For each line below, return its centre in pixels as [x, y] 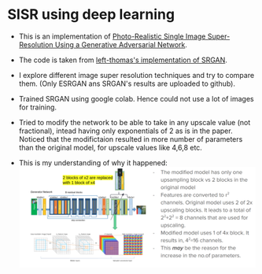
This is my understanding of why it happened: [93, 162]
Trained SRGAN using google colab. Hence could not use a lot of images [136, 98]
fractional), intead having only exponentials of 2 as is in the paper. [125, 131]
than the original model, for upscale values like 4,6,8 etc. [110, 147]
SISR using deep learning [91, 15]
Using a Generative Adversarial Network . [121, 44]
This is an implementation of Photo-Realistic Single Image [112, 36]
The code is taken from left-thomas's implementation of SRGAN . [123, 60]
